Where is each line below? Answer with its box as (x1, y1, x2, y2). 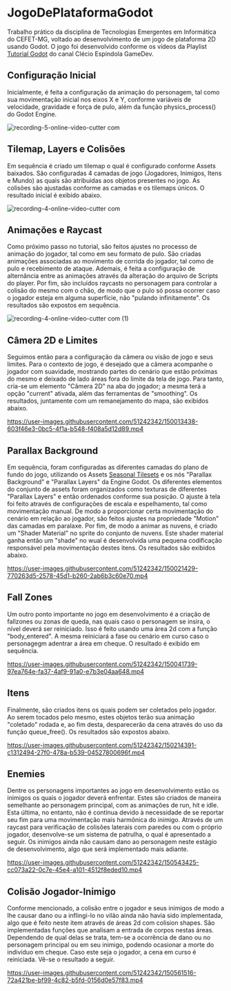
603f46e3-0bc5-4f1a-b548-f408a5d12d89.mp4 (7, 425, 144, 433)
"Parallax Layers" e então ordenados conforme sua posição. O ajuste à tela (7, 492, 221, 501)
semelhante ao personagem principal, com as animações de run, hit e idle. (7, 801, 219, 810)
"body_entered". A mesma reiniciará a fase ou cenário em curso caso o (7, 632, 209, 640)
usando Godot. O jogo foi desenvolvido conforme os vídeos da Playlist (7, 42, 208, 50)
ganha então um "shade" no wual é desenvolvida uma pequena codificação (7, 537, 223, 544)
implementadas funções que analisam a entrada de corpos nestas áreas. (7, 926, 214, 934)
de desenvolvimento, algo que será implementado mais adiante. (7, 845, 189, 853)
